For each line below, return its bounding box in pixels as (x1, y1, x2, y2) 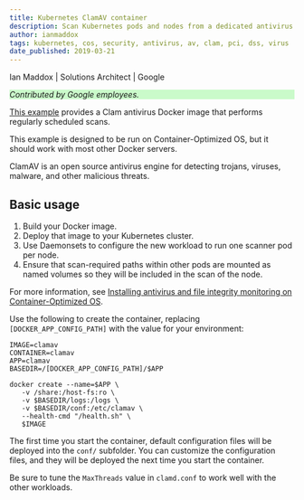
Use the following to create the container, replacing (9, 313, 201, 324)
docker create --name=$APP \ (9, 380, 119, 389)
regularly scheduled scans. (9, 117, 110, 127)
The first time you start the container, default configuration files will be (9, 435, 272, 446)
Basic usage (9, 196, 80, 212)
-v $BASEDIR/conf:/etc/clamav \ (21, 403, 144, 412)
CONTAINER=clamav (9, 348, 75, 357)
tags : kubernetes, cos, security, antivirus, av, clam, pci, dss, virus (9, 38, 290, 48)
